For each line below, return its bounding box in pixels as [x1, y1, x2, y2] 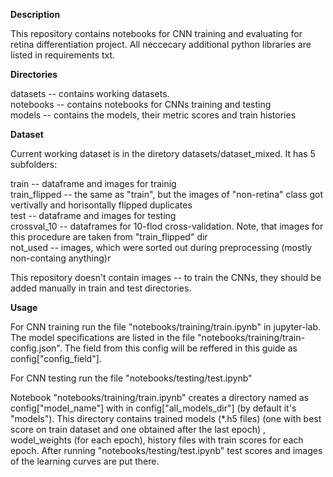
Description [10, 9, 61, 20]
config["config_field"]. [10, 353, 102, 364]
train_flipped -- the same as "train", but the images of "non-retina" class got [10, 189, 323, 200]
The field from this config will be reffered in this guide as [64, 342, 298, 354]
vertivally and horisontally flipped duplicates [10, 199, 193, 211]
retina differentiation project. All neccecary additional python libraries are [10, 39, 312, 50]
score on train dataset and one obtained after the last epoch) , [10, 424, 267, 435]
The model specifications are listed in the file [10, 332, 196, 343]
